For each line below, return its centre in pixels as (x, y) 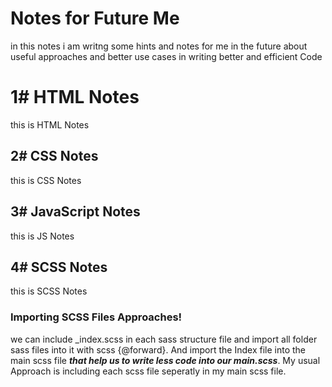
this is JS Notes (42, 236)
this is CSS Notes (46, 180)
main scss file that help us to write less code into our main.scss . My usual (165, 360)
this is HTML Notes (50, 124)
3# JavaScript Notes (75, 212)
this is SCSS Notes (49, 291)
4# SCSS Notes (59, 267)
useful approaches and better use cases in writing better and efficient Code (166, 56)
